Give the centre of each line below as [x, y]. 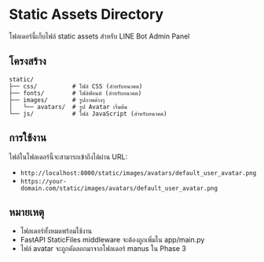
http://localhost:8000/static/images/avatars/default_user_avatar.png [138, 173]
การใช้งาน [27, 138]
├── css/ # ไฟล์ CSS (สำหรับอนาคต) [76, 86]
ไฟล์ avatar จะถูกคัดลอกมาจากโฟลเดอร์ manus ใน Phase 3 [103, 249]
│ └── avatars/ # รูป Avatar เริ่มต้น [68, 107]
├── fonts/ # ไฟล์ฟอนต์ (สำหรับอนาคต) [75, 93]
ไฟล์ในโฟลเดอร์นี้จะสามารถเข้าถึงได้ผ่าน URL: [68, 156]
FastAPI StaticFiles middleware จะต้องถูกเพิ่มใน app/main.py [112, 240]
